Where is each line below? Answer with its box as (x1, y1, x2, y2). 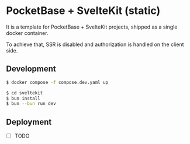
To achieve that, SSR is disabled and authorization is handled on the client (6, 41, 184, 48)
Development (6, 64, 57, 74)
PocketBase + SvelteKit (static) (6, 4, 161, 17)
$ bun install (6, 95, 41, 101)
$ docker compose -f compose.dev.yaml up (6, 79, 109, 85)
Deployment (6, 117, 52, 127)
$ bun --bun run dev (6, 101, 57, 107)
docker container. (6, 29, 49, 36)
